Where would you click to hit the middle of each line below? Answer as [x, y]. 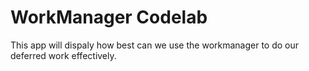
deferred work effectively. [63, 55]
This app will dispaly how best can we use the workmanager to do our [155, 45]
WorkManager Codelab [109, 17]
